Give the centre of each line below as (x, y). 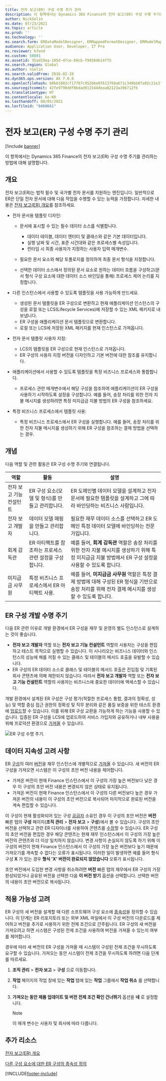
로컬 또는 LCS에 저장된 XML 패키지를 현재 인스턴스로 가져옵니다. (82, 328)
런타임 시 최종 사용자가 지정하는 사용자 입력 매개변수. (78, 249)
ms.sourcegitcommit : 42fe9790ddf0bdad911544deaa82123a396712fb (72, 88)
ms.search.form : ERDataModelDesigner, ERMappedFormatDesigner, (72, 42)
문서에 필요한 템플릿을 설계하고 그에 (110, 498)
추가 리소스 (21, 1040)
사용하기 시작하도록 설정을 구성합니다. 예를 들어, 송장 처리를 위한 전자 (86, 394)
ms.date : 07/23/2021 (26, 23)
